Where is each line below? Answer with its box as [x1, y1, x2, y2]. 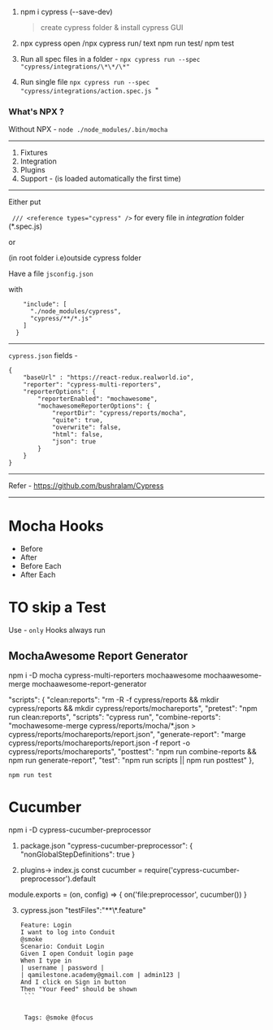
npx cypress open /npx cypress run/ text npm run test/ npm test [19, 38, 235, 48]
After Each [19, 570, 56, 580]
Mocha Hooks [8, 517, 104, 535]
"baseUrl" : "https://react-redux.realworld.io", [23, 373, 195, 382]
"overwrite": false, [51, 423, 122, 432]
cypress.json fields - [8, 351, 79, 360]
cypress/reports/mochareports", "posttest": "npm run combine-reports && [8, 746, 258, 756]
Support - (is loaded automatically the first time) [19, 174, 181, 184]
